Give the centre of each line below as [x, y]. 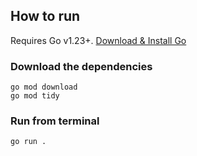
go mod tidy [35, 96]
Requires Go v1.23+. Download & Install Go [98, 40]
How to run [45, 16]
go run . [28, 142]
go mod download [44, 87]
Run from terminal [55, 121]
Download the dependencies [81, 66]
